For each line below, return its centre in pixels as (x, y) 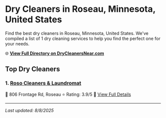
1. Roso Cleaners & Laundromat (43, 83)
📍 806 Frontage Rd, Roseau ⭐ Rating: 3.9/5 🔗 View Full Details (68, 94)
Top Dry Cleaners (33, 69)
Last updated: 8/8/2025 (30, 110)
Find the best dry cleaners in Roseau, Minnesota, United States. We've (77, 33)
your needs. (17, 43)
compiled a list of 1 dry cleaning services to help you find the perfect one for (83, 39)
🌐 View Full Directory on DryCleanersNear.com (55, 53)
